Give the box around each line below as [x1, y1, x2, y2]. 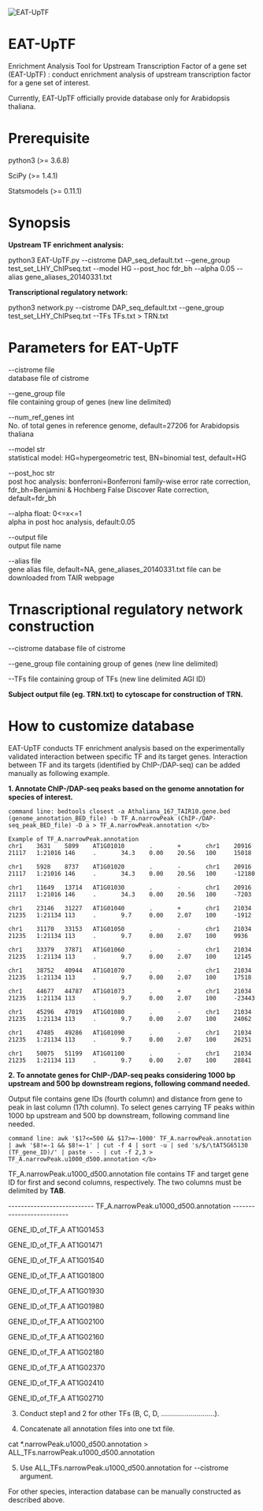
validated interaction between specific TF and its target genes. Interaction [8, 752, 248, 761]
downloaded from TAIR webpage [8, 573, 115, 582]
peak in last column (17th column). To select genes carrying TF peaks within [8, 1102, 255, 1112]
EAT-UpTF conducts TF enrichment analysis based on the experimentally [8, 743, 246, 752]
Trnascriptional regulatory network [8, 601, 243, 618]
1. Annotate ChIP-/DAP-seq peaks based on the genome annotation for [8, 783, 245, 793]
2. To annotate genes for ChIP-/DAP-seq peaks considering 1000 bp [8, 1070, 236, 1080]
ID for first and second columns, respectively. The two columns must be [8, 1178, 242, 1187]
